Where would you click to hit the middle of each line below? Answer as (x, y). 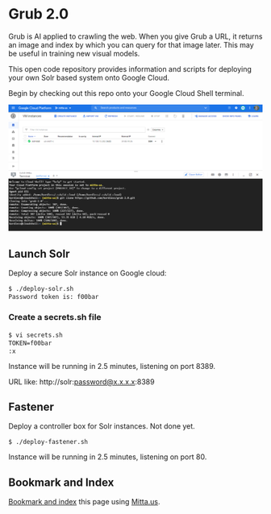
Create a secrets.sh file (55, 317)
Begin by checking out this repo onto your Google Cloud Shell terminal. (126, 93)
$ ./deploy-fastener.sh (48, 442)
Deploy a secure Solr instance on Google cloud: (88, 273)
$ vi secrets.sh (35, 335)
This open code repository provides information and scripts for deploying (130, 68)
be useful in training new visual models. (74, 53)
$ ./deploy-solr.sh (41, 289)
